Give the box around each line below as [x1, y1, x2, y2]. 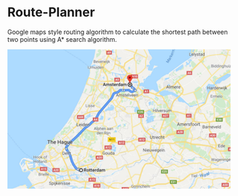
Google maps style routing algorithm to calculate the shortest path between [7, 28, 228, 36]
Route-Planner [7, 4, 96, 21]
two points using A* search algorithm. [7, 35, 118, 43]
